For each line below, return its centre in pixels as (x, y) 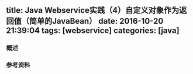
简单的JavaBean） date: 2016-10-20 (96, 21)
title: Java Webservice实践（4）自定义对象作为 (93, 10)
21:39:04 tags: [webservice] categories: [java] (93, 31)
